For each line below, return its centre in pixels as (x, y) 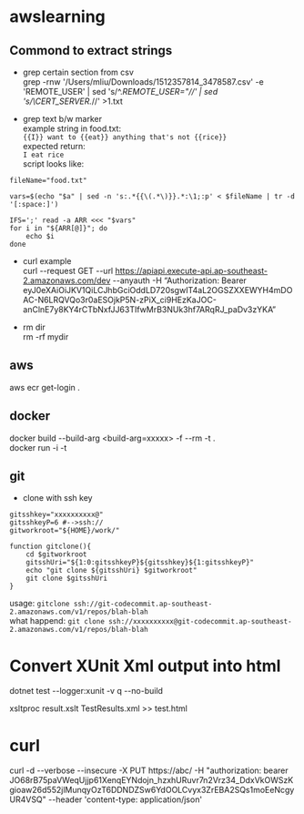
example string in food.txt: (71, 128)
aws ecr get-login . (45, 387)
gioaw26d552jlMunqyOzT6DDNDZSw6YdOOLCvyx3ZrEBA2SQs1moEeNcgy (152, 790)
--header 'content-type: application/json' (126, 799)
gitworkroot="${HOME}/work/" (65, 531)
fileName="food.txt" (49, 180)
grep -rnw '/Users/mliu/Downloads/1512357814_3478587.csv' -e (143, 82)
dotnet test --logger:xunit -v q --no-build (86, 691)
